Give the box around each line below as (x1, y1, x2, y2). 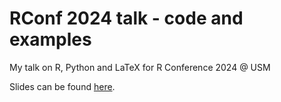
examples (9, 28, 92, 51)
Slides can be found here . (9, 80, 116, 92)
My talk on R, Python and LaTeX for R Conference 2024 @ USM (9, 61, 271, 73)
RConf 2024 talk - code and (9, 7, 244, 30)
